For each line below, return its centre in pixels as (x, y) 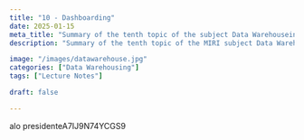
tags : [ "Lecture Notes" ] (56, 76)
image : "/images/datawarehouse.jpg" (78, 60)
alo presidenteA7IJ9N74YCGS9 (68, 126)
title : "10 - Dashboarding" (62, 18)
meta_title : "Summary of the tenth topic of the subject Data (129, 34)
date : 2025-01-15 (42, 26)
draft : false (34, 92)
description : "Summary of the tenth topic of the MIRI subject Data (141, 43)
